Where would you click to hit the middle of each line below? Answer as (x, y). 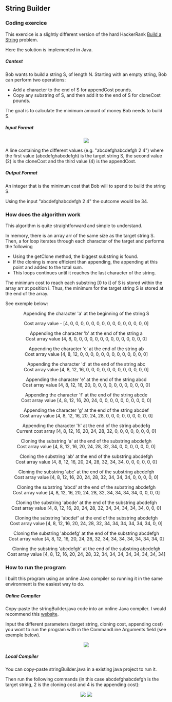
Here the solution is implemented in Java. (49, 49)
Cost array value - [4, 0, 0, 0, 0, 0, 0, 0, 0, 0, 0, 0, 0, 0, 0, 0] (86, 323)
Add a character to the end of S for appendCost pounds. (72, 90)
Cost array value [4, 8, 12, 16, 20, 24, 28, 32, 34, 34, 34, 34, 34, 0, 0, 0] (86, 508)
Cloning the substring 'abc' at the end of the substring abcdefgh (86, 472)
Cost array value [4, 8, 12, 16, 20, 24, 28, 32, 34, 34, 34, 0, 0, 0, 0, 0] (86, 477)
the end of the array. (27, 293)
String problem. (22, 39)
